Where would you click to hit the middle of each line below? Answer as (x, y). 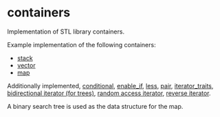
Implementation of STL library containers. (66, 31)
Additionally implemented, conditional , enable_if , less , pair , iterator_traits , (110, 86)
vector (26, 65)
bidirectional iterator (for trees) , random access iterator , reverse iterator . (109, 93)
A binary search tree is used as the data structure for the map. (95, 106)
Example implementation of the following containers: (81, 44)
